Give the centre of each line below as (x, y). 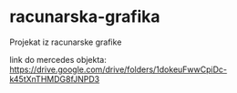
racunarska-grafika (85, 17)
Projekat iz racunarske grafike (66, 42)
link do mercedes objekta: (58, 59)
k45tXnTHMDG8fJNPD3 (55, 78)
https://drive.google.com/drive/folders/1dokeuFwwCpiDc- (118, 69)
